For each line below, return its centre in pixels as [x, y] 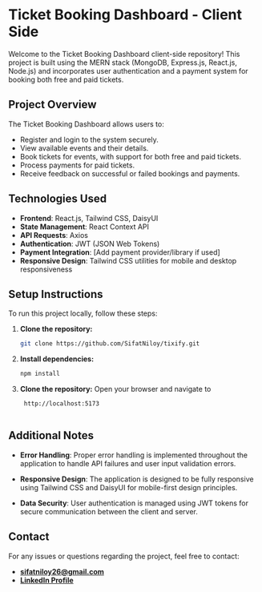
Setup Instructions [56, 294]
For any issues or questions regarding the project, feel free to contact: [124, 556]
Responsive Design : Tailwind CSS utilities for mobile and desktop [128, 260]
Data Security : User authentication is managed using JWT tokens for [134, 503]
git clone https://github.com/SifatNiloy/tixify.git [110, 344]
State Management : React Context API [85, 227]
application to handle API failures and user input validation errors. [128, 463]
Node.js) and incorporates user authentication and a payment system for [128, 70]
